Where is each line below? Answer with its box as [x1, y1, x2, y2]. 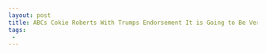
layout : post [8, 11, 51, 19]
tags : [8, 26, 26, 34]
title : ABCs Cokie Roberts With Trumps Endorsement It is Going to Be [8, 19, 246, 26]
